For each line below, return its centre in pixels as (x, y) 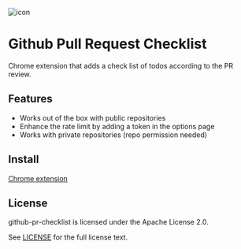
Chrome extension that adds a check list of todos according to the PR (121, 65)
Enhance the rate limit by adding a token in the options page (117, 126)
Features (30, 99)
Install (24, 160)
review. (20, 74)
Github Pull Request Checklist (108, 44)
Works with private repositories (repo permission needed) (113, 135)
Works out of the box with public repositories (93, 117)
